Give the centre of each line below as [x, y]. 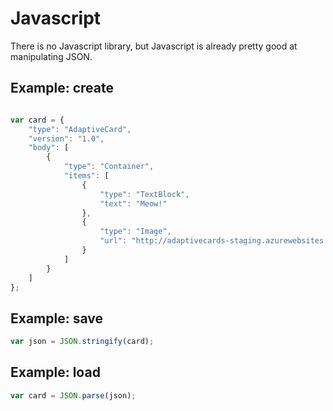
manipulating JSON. [51, 56]
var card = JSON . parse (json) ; [73, 395]
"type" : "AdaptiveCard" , [80, 129]
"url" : [113, 241]
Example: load [55, 372]
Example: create [62, 88]
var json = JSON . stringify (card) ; [82, 342]
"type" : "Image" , [135, 232]
